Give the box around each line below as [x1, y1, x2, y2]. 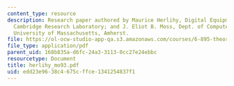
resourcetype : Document [7, 55, 77, 62]
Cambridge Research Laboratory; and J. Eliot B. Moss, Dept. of [13, 23, 204, 30]
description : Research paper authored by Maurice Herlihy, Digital [7, 17, 208, 24]
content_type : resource [7, 10, 77, 17]
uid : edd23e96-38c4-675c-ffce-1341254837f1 [7, 68, 136, 75]
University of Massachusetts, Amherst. [13, 29, 130, 37]
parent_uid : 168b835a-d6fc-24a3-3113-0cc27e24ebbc [7, 49, 157, 56]
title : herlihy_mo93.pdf [7, 62, 79, 69]
